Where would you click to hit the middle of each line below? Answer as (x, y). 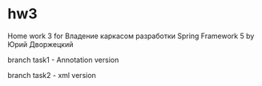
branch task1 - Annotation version (63, 60)
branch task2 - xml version (52, 75)
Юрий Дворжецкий (40, 44)
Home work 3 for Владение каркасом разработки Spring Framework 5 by (131, 36)
